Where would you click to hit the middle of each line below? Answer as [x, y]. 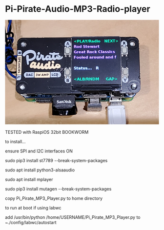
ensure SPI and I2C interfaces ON [39, 151]
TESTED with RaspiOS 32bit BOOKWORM [47, 132]
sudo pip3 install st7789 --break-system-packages [56, 161]
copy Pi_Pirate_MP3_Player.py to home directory [54, 198]
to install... [15, 142]
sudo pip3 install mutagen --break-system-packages [58, 189]
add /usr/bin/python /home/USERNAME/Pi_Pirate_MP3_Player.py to [73, 217]
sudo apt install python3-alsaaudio [40, 170]
